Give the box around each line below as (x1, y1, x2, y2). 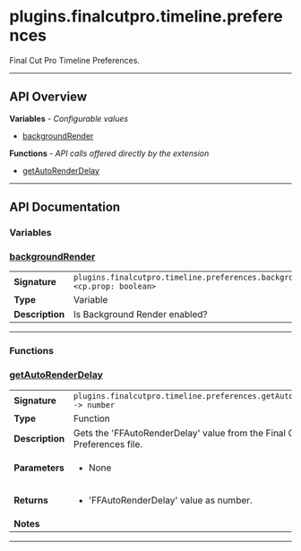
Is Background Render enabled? (73, 308, 208, 321)
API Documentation (9, 200, 121, 215)
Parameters (13, 461, 64, 474)
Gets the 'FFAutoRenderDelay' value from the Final (73, 426, 287, 439)
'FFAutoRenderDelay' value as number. (88, 494, 253, 506)
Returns (13, 494, 49, 506)
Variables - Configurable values (9, 113, 128, 124)
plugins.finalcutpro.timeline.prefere (9, 6, 284, 27)
